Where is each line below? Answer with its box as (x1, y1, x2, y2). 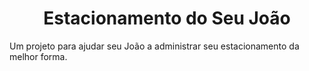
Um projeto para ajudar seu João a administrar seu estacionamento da (9, 40, 300, 52)
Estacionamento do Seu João (43, 7, 291, 30)
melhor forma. (9, 50, 68, 62)
